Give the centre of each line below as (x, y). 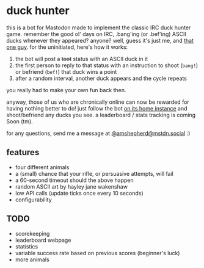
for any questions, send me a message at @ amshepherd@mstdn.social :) (98, 133)
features (23, 152)
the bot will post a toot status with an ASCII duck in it (82, 59)
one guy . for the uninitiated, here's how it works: (67, 47)
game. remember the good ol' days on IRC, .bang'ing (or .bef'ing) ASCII (96, 34)
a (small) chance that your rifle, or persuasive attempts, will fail (94, 173)
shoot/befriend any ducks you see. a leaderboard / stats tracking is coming (101, 115)
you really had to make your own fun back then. (66, 90)
